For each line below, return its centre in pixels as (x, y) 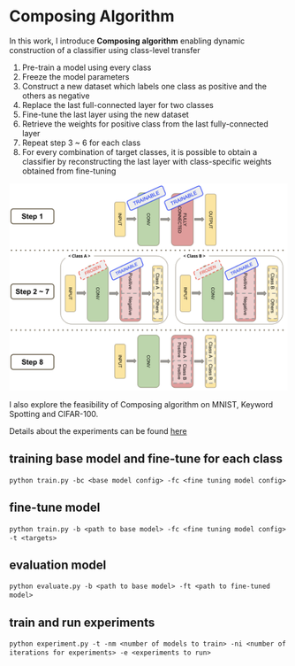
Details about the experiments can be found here (98, 431)
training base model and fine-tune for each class (146, 459)
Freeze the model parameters (76, 76)
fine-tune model (55, 508)
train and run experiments (82, 622)
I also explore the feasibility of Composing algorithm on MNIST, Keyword (141, 404)
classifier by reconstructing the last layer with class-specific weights (147, 161)
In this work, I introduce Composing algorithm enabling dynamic (127, 41)
